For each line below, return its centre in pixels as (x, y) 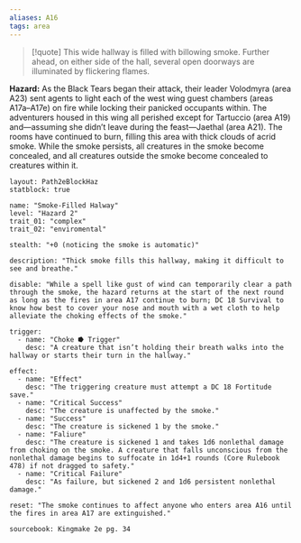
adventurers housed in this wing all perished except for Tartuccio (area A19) (150, 117)
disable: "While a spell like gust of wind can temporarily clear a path (151, 284)
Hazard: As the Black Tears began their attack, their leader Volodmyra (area (150, 88)
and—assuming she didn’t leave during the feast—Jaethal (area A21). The (146, 126)
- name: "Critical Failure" (70, 474)
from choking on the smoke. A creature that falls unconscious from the (149, 450)
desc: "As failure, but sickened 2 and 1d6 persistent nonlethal (151, 482)
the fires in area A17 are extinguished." (90, 513)
